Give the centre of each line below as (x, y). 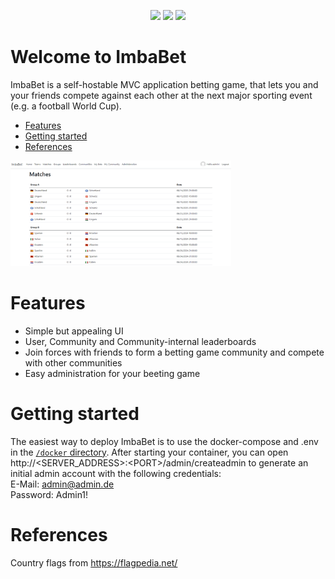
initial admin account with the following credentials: (116, 473)
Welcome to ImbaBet (98, 57)
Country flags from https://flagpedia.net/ (94, 562)
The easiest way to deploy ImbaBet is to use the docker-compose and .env (164, 441)
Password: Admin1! (49, 494)
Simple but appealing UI (74, 331)
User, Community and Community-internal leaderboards (140, 341)
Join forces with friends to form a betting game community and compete (174, 352)
